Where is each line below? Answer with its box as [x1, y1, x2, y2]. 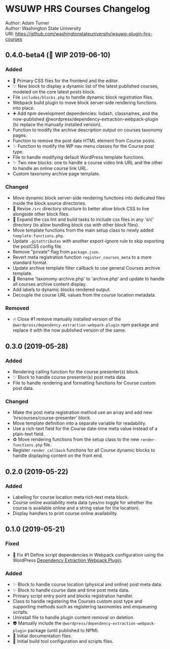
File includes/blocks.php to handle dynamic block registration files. [12, 94, 154, 100]
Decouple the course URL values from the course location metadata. [12, 291, 156, 298]
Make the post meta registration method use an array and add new [12, 409, 152, 415]
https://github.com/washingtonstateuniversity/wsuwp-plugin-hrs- [15, 30, 153, 37]
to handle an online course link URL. [12, 165, 88, 171]
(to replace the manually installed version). [12, 121, 102, 127]
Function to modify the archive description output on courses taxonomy [12, 126, 163, 133]
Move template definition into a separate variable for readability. [12, 420, 147, 427]
